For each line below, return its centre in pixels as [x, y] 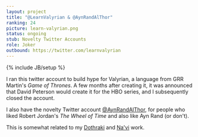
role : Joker [21, 45]
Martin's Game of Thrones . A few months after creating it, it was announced [99, 85]
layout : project [26, 12]
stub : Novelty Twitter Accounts [46, 39]
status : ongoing [26, 34]
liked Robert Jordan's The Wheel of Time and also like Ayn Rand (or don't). [98, 116]
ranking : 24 [21, 23]
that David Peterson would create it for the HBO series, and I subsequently [97, 91]
